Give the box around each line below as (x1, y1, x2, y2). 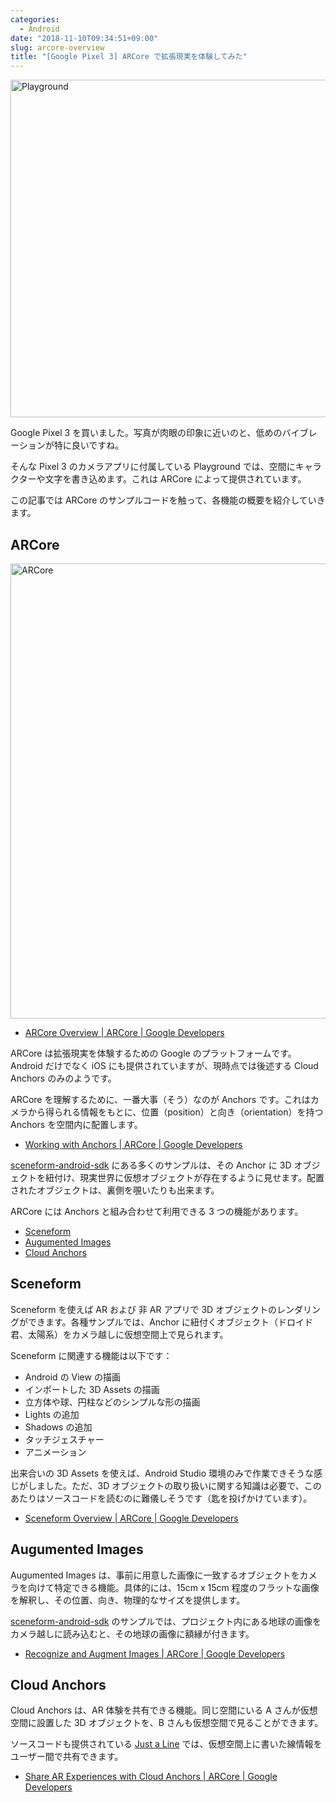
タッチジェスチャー (24, 1433, 105, 1445)
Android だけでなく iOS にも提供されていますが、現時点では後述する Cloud (10, 1059, 319, 1071)
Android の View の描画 (24, 1371, 121, 1383)
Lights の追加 (24, 1408, 80, 1420)
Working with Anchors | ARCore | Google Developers (24, 1138, 243, 1150)
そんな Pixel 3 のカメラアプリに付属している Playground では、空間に (10, 461, 296, 473)
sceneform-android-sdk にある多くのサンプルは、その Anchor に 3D (10, 1159, 292, 1171)
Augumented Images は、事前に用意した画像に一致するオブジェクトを (10, 1569, 300, 1581)
